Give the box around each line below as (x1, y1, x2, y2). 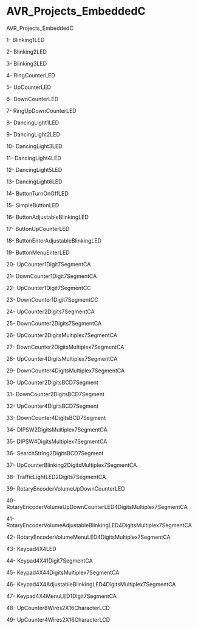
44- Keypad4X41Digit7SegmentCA (6, 556, 93, 564)
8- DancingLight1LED (6, 119, 60, 126)
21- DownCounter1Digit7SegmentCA (6, 272, 97, 280)
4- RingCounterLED (6, 71, 56, 79)
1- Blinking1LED (6, 36, 45, 43)
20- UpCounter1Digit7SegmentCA (6, 260, 91, 268)
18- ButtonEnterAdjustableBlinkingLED (6, 236, 102, 244)
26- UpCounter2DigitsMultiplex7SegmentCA (6, 331, 117, 339)
